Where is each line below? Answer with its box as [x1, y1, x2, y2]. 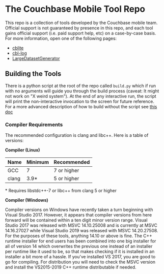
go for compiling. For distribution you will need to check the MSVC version [5, 259, 156, 265]
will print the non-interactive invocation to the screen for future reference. [5, 98, 155, 104]
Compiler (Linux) [5, 147, 40, 153]
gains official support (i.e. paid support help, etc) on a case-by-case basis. [5, 30, 156, 36]
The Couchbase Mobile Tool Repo [5, 3, 145, 15]
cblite [12, 45, 24, 51]
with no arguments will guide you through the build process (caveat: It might [5, 88, 160, 94]
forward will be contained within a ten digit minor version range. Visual [5, 217, 148, 223]
